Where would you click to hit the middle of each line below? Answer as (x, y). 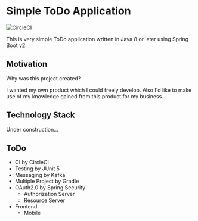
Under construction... (32, 129)
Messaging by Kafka (40, 175)
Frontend (26, 207)
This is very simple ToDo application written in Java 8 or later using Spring (98, 39)
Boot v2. (16, 45)
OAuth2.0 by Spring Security (50, 188)
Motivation (27, 64)
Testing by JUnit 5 (37, 169)
